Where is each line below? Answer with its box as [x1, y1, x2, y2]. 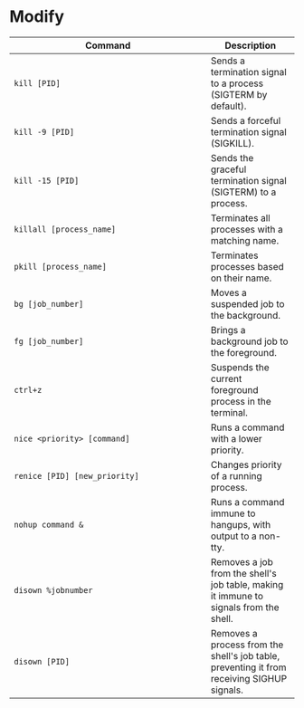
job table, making [211, 578, 284, 590]
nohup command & [14, 519, 84, 530]
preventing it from [211, 661, 287, 674]
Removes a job [211, 555, 273, 568]
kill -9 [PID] [14, 127, 75, 137]
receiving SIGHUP [211, 672, 288, 684]
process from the [211, 638, 284, 651]
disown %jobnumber [14, 585, 93, 595]
